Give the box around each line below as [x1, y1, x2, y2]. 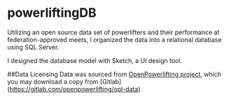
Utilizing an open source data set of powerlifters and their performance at [7, 28, 220, 36]
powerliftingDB [7, 5, 97, 21]
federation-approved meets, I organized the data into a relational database [7, 35, 222, 43]
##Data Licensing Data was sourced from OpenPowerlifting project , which [7, 70, 222, 78]
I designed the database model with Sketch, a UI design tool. [7, 56, 183, 64]
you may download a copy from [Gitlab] [7, 77, 122, 85]
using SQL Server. [7, 43, 60, 51]
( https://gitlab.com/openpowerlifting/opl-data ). [7, 85, 142, 93]
